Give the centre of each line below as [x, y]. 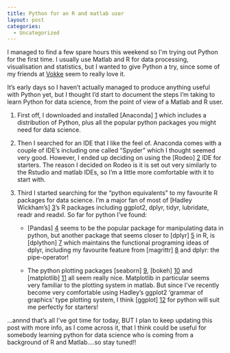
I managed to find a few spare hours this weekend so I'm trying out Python [113, 52]
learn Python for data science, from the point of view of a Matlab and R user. [115, 102]
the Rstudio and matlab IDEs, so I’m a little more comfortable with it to [115, 172]
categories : [24, 26]
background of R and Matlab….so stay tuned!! [72, 342]
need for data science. [49, 130]
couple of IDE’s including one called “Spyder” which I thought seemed [116, 150]
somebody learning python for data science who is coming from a [100, 335]
